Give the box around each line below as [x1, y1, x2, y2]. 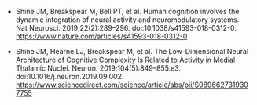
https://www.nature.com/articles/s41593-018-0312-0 [15, 31, 188, 41]
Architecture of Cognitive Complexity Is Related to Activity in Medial [15, 55, 236, 64]
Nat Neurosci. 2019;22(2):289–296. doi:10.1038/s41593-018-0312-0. [15, 24, 237, 32]
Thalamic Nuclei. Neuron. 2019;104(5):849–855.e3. [15, 63, 182, 73]
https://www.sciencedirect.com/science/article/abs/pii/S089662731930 [15, 80, 249, 89]
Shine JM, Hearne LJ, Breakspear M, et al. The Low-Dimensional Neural [15, 47, 249, 56]
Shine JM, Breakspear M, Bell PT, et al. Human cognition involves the [15, 7, 240, 16]
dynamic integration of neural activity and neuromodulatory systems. [15, 15, 240, 24]
